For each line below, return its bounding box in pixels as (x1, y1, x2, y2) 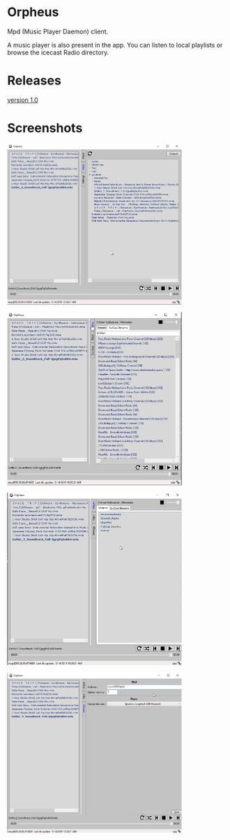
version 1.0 (7, 96, 38, 104)
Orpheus (7, 4, 59, 20)
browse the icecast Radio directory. (7, 48, 109, 57)
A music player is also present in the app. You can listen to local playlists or (7, 40, 223, 49)
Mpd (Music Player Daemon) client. (7, 27, 109, 36)
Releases (7, 73, 61, 89)
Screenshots (7, 120, 83, 136)
